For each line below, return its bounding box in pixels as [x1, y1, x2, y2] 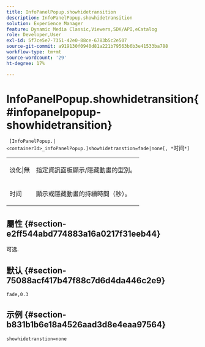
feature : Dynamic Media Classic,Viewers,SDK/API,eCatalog [6, 26, 157, 32]
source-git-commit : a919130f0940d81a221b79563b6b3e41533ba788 [6, 44, 168, 50]
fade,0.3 [6, 292, 29, 298]
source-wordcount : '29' [6, 55, 67, 61]
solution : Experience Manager [6, 20, 84, 26]
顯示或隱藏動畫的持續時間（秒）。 [35, 189, 132, 198]
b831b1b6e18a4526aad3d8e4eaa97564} [6, 319, 166, 330]
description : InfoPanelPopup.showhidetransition [6, 15, 133, 21]
